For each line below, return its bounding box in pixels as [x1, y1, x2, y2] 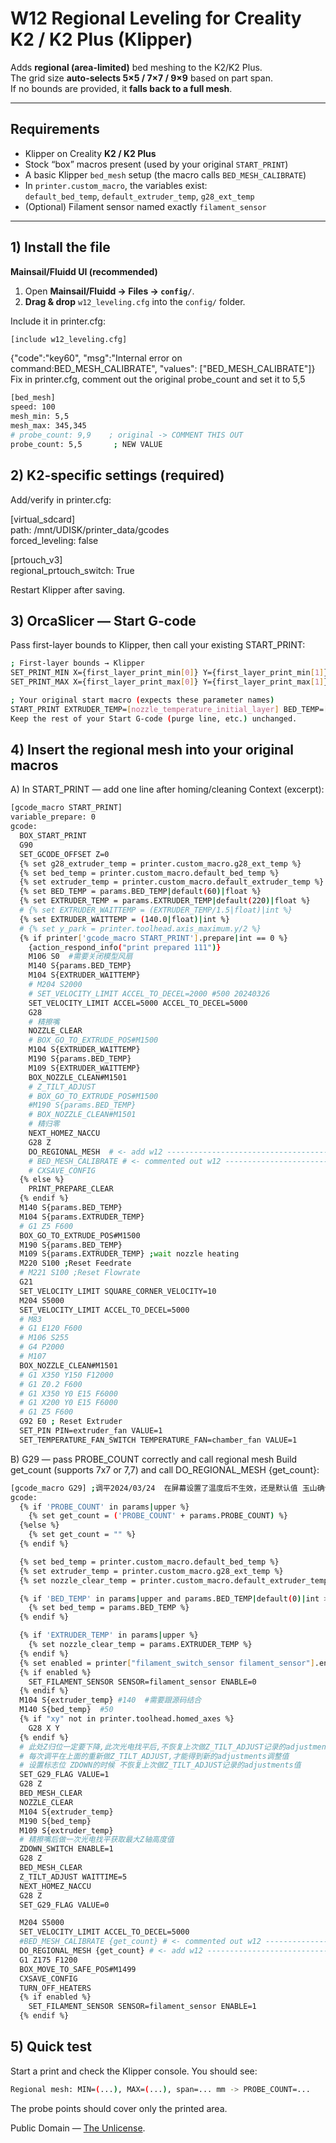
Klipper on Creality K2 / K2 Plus [24, 147, 157, 159]
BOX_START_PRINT [19, 831, 87, 841]
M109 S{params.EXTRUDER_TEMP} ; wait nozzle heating [19, 1249, 240, 1259]
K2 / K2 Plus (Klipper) [10, 28, 193, 51]
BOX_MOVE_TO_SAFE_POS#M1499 [19, 1964, 137, 1974]
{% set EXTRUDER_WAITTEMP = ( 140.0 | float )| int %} [19, 914, 230, 924]
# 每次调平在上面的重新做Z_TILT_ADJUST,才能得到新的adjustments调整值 [19, 1751, 290, 1761]
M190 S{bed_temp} [19, 1816, 92, 1826]
